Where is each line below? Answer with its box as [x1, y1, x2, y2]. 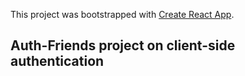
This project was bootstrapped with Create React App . [10, 9, 235, 20]
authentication [10, 53, 105, 70]
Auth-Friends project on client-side [10, 37, 236, 54]
